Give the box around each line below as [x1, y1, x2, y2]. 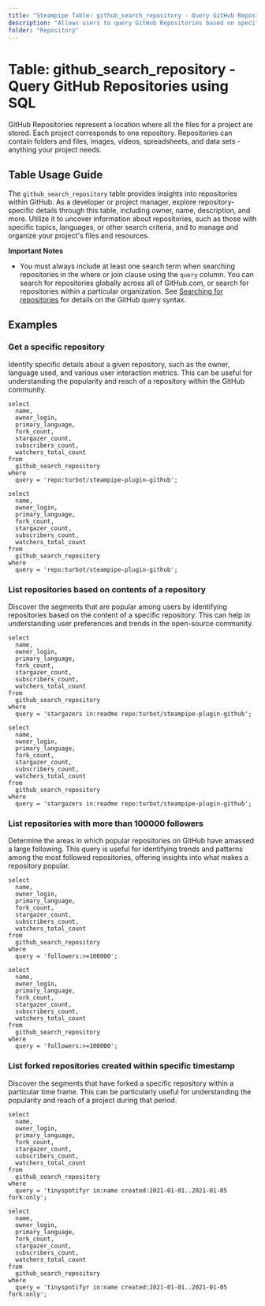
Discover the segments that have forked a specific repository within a [8, 1079, 234, 1088]
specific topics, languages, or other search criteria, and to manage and [8, 223, 239, 232]
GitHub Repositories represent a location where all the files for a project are [8, 120, 254, 129]
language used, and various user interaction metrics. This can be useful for [8, 368, 252, 377]
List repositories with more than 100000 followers [8, 818, 203, 829]
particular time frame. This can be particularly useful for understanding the [8, 1086, 252, 1096]
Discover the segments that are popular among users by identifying [8, 602, 227, 612]
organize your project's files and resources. [8, 231, 150, 241]
